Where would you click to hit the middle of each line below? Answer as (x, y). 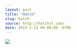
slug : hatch (17, 19)
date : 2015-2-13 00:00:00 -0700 (38, 28)
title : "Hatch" (21, 14)
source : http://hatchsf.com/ (35, 23)
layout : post (18, 10)
